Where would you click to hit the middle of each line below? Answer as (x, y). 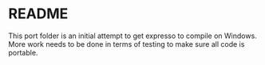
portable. (23, 52)
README (38, 14)
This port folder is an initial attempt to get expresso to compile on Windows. (132, 36)
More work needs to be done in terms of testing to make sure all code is (127, 44)
